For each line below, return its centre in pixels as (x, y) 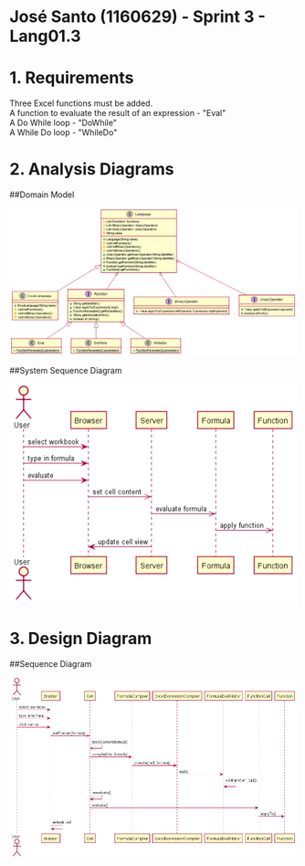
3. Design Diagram (81, 639)
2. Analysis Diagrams (92, 169)
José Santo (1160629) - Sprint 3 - (138, 17)
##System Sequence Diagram (66, 371)
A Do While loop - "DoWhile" (63, 123)
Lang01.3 (45, 36)
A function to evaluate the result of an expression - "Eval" (118, 113)
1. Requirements (72, 78)
